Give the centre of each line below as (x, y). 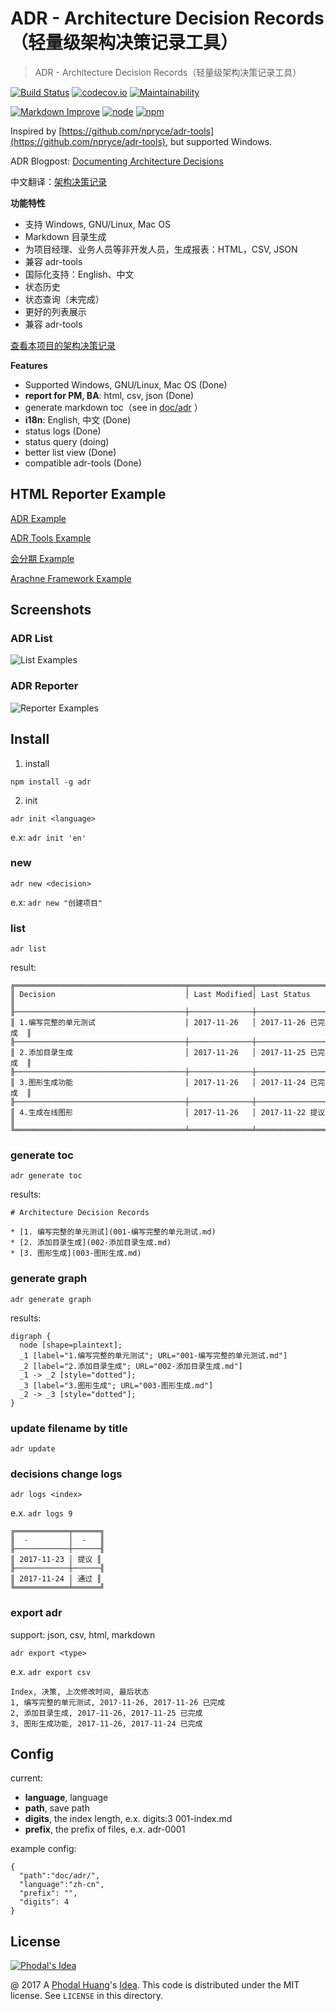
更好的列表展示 (55, 311)
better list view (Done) (70, 452)
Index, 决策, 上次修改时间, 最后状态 (80, 1692)
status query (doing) (67, 441)
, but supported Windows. (218, 141)
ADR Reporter (44, 686)
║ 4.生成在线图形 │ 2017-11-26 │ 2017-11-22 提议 (168, 1113)
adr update (33, 1449)
